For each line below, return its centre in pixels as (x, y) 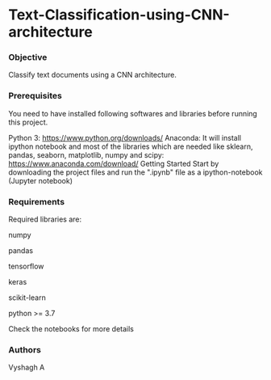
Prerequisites (35, 96)
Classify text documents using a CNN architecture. (93, 75)
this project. (28, 122)
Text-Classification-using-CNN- (119, 15)
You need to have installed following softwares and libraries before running (133, 113)
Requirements (37, 201)
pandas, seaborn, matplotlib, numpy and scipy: (86, 154)
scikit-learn (27, 298)
